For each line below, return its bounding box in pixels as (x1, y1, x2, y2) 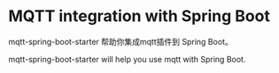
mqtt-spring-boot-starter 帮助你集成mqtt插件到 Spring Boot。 (8, 36, 234, 47)
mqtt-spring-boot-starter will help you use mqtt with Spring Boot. (8, 54, 246, 64)
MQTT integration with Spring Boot (8, 6, 271, 26)
